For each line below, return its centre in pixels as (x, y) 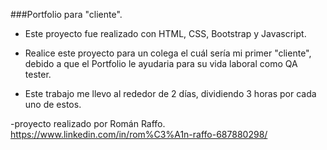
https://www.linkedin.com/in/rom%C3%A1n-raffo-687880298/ (139, 134)
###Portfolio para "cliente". (66, 14)
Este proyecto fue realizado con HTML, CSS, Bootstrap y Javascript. (165, 33)
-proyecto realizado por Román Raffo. (88, 123)
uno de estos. (53, 104)
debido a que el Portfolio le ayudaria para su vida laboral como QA (161, 63)
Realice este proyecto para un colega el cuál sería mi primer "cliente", (168, 53)
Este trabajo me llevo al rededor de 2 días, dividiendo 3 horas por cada (170, 93)
